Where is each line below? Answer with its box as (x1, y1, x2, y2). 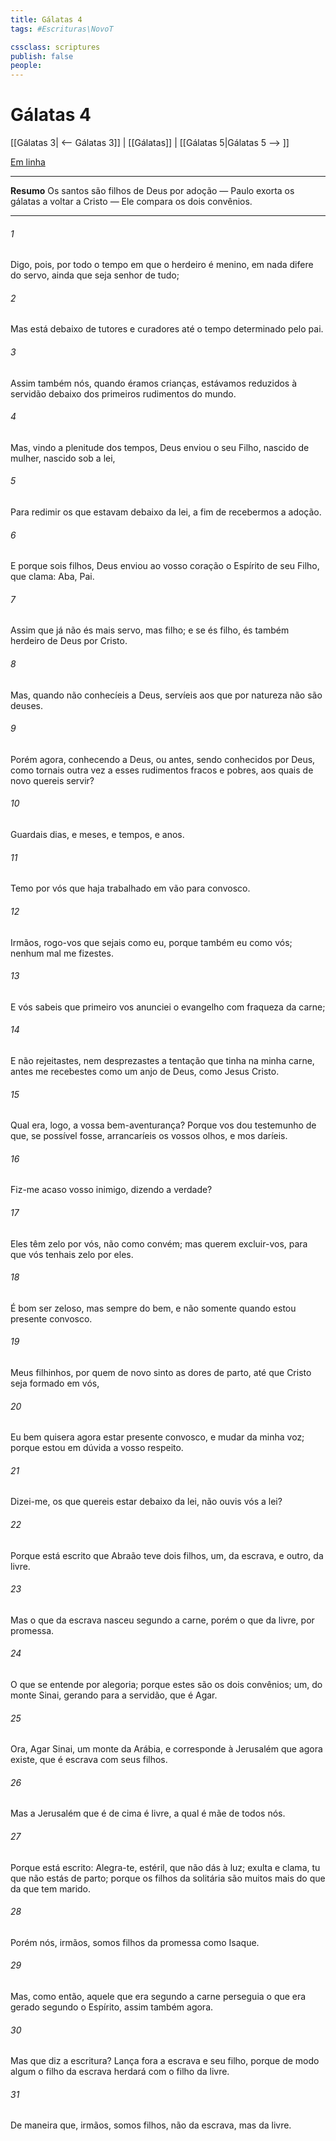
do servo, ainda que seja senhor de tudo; (10, 269, 180, 281)
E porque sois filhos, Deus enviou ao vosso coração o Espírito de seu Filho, (10, 560, 320, 572)
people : (10, 61, 43, 71)
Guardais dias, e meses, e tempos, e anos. (10, 829, 185, 841)
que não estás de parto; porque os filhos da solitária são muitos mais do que (10, 1872, 326, 1884)
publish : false (10, 51, 74, 61)
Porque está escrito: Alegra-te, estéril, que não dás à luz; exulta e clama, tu (10, 1861, 321, 1873)
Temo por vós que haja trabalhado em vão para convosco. (10, 882, 251, 895)
